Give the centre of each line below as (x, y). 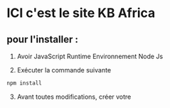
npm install (24, 83)
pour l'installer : (43, 39)
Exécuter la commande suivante (64, 70)
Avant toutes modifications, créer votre (74, 97)
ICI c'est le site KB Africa (81, 13)
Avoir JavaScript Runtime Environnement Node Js (90, 56)
